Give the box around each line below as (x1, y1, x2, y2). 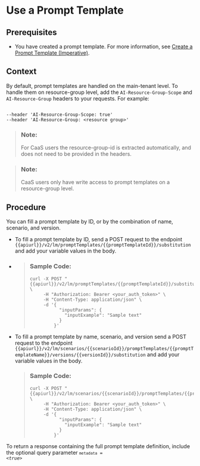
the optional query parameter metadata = (6, 449, 103, 456)
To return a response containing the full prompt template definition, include (6, 442, 190, 449)
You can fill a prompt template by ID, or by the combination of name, (6, 218, 174, 225)
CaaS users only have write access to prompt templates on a (20, 179, 170, 186)
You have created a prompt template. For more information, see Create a (14, 43, 193, 50)
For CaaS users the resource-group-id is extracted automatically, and (20, 144, 192, 152)
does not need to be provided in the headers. (20, 150, 132, 158)
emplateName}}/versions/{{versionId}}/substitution (14, 352, 146, 358)
